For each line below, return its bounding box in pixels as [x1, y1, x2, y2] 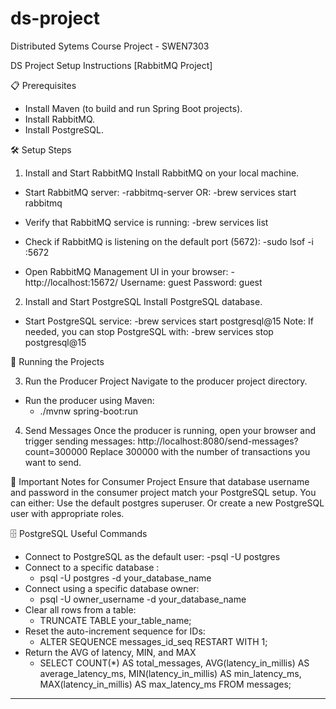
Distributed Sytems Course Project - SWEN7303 [10, 40, 210, 52]
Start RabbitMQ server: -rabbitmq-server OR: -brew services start [24, 186, 297, 198]
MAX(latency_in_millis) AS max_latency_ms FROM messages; [39, 678, 292, 690]
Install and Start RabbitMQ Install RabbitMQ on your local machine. [24, 167, 300, 179]
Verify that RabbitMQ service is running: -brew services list [24, 216, 269, 228]
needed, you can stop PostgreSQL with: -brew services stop [24, 325, 274, 337]
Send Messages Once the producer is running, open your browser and [24, 424, 317, 436]
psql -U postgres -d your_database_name [39, 572, 212, 584]
